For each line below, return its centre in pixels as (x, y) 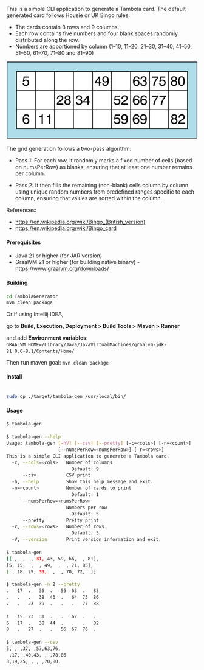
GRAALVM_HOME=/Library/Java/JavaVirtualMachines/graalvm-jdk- (87, 345)
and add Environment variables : (47, 338)
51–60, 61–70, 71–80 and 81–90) (54, 53)
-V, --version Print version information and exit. (87, 540)
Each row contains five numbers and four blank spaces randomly (96, 33)
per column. (30, 173)
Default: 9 (85, 469)
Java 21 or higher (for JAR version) (59, 256)
